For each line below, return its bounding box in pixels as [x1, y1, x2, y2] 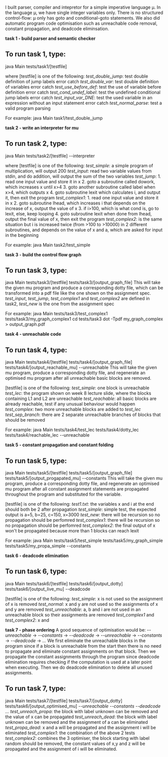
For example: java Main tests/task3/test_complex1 [5, 311, 108, 317]
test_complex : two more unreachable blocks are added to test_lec [5, 406, 141, 412]
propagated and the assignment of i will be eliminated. [5, 745, 117, 752]
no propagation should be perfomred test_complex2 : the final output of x [5, 522, 155, 528]
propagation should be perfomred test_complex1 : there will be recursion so [5, 517, 160, 523]
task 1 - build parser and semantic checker [5, 35, 96, 41]
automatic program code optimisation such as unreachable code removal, [5, 20, 158, 26]
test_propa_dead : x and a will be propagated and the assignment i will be [5, 724, 156, 730]
